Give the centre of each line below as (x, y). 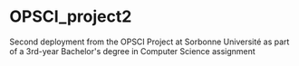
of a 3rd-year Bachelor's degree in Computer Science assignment (132, 51)
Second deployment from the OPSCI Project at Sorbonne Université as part (149, 42)
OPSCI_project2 (71, 17)
